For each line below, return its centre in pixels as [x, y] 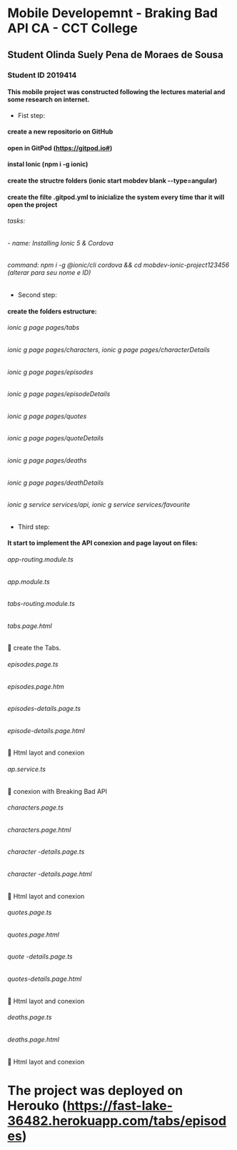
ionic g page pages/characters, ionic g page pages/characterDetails [109, 349]
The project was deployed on [95, 1090]
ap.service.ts [27, 770]
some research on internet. [49, 100]
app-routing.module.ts [40, 559]
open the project [32, 204]
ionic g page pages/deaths [47, 460]
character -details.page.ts [46, 852]
